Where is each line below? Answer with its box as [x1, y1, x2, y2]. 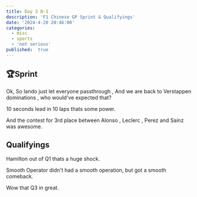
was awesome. [6, 123, 43, 130]
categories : [6, 25, 35, 31]
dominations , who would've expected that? [6, 94, 112, 101]
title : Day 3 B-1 [6, 8, 49, 15]
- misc [11, 30, 28, 36]
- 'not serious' [11, 42, 51, 47]
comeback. [6, 173, 34, 180]
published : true [6, 47, 49, 53]
